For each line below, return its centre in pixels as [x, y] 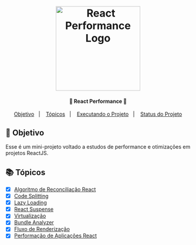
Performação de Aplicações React [55, 236]
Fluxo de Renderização [42, 229]
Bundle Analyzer [34, 223]
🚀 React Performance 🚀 [98, 101]
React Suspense [34, 209]
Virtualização [30, 216]
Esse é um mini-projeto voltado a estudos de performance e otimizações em [98, 147]
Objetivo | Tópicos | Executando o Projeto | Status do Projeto [98, 114]
